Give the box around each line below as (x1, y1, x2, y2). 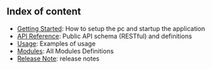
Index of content (6, 6, 81, 18)
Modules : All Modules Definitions (16, 46, 115, 55)
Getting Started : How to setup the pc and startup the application (16, 24, 206, 32)
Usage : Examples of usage (16, 39, 96, 48)
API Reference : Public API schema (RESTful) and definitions (16, 32, 193, 40)
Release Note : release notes (16, 54, 100, 63)
